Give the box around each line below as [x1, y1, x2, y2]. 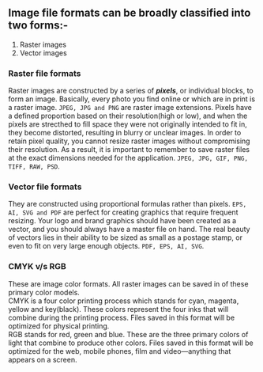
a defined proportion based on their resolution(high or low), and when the [8, 111, 248, 121]
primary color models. [8, 287, 81, 297]
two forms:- [8, 19, 69, 32]
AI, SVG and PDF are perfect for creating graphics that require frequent [8, 207, 239, 217]
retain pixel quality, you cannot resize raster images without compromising [8, 136, 250, 146]
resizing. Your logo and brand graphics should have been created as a [8, 216, 237, 226]
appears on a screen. [8, 355, 77, 364]
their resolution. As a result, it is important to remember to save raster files [8, 145, 250, 154]
